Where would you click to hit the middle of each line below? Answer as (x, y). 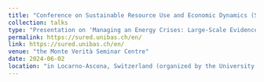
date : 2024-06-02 (37, 59)
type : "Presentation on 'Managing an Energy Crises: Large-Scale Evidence (133, 30)
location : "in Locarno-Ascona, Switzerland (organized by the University (132, 66)
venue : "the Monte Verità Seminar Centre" (79, 52)
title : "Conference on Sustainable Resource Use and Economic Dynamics (128, 15)
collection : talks (38, 23)
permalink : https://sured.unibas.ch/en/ (75, 37)
